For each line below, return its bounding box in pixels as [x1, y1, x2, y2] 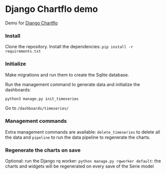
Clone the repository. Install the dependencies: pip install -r [5, 44, 133, 50]
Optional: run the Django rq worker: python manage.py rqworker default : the [5, 158, 162, 164]
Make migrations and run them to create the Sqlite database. [5, 72, 129, 78]
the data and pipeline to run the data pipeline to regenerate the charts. [5, 134, 151, 140]
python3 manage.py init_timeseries [5, 96, 79, 101]
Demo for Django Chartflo [5, 20, 58, 26]
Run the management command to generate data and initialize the [5, 81, 140, 87]
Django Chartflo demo [5, 3, 98, 15]
